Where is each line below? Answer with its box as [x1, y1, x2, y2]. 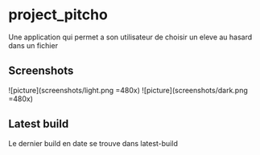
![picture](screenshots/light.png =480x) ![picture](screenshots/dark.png [8, 85, 248, 95]
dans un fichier [8, 40, 59, 50]
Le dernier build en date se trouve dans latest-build [8, 138, 179, 148]
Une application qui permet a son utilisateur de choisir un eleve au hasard [8, 32, 253, 42]
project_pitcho [8, 6, 109, 24]
